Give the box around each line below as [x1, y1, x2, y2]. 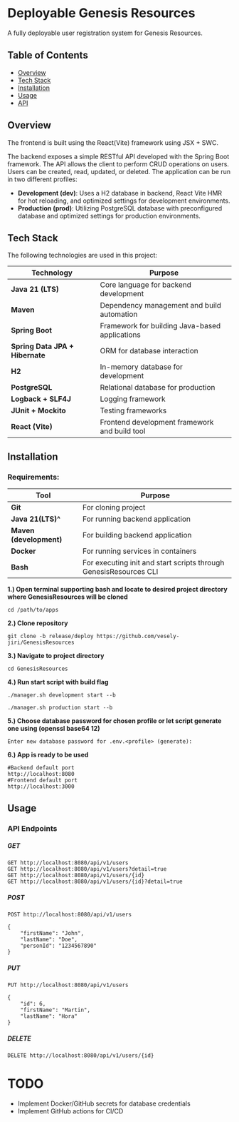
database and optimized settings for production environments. [17, 211, 201, 220]
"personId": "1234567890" [20, 942, 97, 950]
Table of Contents [7, 49, 89, 61]
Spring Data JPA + [11, 341, 75, 351]
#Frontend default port [7, 777, 78, 784]
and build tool [100, 426, 146, 436]
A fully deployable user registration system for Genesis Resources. [7, 29, 203, 37]
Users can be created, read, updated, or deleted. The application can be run [7, 167, 231, 176]
